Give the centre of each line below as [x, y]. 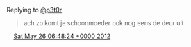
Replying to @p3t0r [34, 10]
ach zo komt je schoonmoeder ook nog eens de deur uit [103, 23]
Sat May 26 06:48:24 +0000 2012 [62, 36]
